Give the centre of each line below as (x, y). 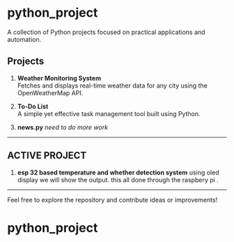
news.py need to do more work (63, 127)
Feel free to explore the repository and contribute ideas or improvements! (112, 200)
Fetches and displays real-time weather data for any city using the (112, 86)
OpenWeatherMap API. (50, 92)
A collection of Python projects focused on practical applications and (106, 32)
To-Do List (33, 106)
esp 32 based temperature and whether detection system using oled (118, 172)
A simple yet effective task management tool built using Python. (109, 113)
